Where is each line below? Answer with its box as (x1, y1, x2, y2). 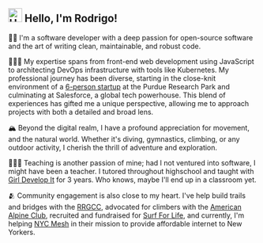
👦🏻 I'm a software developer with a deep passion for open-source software (8, 32, 254, 42)
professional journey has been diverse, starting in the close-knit (8, 73, 216, 83)
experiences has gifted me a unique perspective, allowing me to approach (8, 98, 250, 108)
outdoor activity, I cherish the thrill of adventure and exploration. (8, 142, 218, 152)
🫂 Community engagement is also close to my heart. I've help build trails (8, 191, 246, 200)
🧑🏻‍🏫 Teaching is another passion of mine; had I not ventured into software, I (8, 158, 256, 167)
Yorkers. (8, 227, 36, 237)
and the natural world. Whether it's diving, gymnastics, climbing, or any (8, 134, 240, 143)
